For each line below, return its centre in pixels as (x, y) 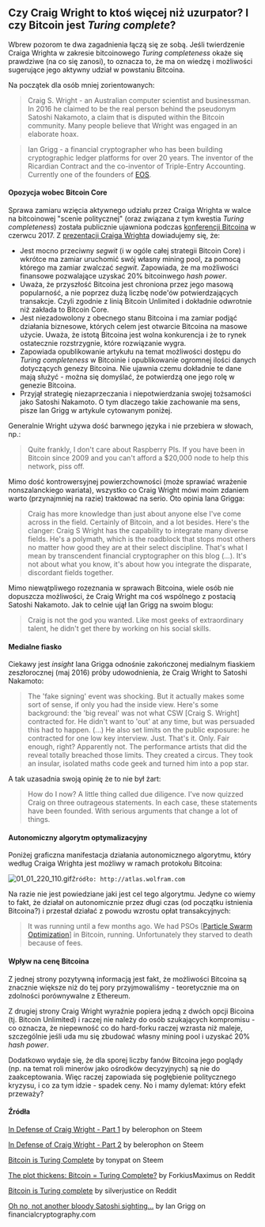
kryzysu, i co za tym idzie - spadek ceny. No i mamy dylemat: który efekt (127, 1085)
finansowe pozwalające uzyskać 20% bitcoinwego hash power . (123, 276)
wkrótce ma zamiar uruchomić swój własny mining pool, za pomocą (130, 259)
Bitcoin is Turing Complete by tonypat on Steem (86, 1160)
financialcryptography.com (52, 1214)
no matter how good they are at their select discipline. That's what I (137, 547)
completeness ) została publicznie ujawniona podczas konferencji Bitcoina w (132, 227)
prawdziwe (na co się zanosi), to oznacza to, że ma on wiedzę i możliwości (131, 61)
